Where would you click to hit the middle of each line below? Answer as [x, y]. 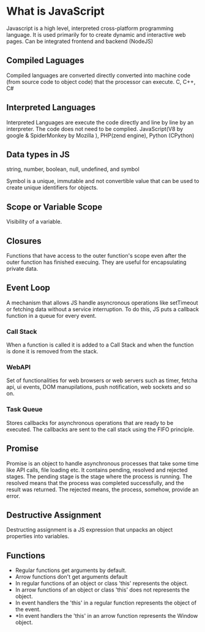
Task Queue [24, 410]
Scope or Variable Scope [54, 207]
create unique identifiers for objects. [52, 187]
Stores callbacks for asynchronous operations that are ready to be [90, 423]
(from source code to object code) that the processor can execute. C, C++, [101, 81]
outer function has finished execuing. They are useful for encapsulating [96, 262]
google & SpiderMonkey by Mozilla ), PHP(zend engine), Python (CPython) [100, 135]
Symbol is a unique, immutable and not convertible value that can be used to [103, 181]
